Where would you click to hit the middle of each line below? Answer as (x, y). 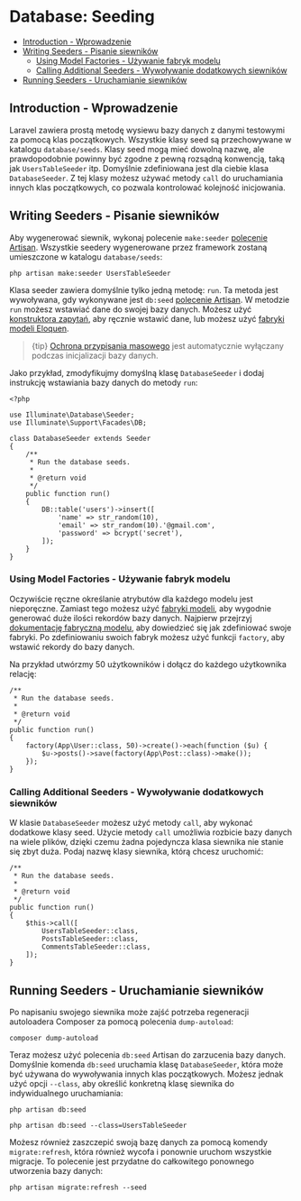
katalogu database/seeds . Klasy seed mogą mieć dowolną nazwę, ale (137, 149)
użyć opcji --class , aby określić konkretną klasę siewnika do (122, 1083)
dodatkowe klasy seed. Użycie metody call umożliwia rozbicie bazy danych (151, 832)
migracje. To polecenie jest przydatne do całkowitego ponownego (132, 1161)
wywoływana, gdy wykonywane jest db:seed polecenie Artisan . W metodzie (150, 299)
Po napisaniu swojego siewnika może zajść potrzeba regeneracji (129, 1012)
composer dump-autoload (54, 1038)
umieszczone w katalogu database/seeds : (86, 257)
